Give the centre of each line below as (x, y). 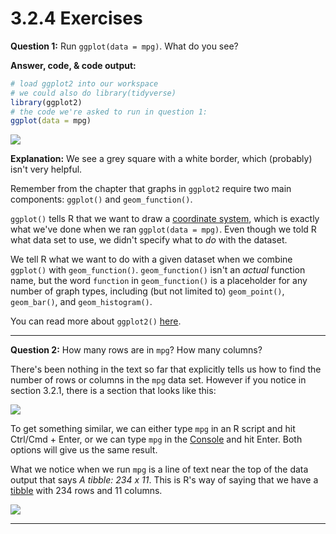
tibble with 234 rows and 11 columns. (86, 491)
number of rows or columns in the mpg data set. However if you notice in (158, 380)
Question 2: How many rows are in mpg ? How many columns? (136, 350)
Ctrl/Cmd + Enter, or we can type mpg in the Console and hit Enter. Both (156, 439)
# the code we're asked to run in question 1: (109, 112)
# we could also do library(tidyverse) (93, 93)
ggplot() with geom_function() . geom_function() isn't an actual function (158, 270)
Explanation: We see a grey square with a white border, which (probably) (161, 159)
